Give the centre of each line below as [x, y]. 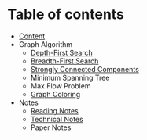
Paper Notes [51, 127]
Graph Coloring [55, 94]
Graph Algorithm [46, 44]
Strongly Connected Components [85, 69]
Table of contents [66, 14]
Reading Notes [55, 110]
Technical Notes [57, 119]
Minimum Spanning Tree [70, 77]
